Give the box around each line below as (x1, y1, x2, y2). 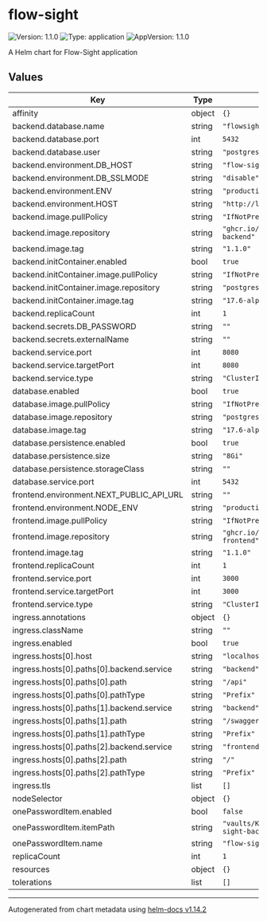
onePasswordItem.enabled (12, 806, 113, 817)
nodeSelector (12, 793, 63, 804)
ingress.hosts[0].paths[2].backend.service (12, 741, 172, 752)
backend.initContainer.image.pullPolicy (12, 269, 158, 280)
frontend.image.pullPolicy (12, 515, 108, 526)
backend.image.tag (12, 243, 84, 254)
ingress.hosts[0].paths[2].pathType (12, 767, 145, 778)
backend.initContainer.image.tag (12, 295, 134, 306)
